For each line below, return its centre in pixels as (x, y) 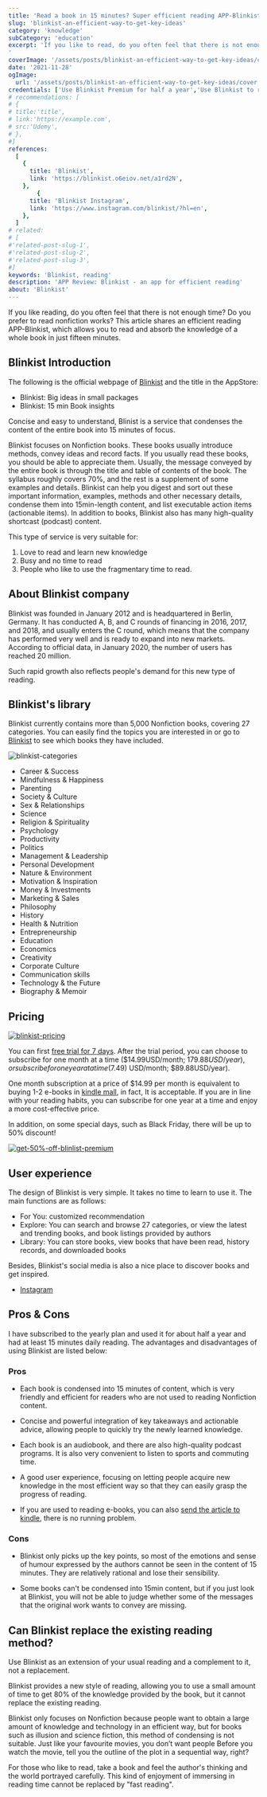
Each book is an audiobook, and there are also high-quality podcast (130, 1445)
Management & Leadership (64, 856)
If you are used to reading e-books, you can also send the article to (130, 1509)
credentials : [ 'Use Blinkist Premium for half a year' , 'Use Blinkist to (131, 90)
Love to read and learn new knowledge (83, 552)
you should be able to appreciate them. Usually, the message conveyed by (130, 462)
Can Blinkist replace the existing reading (110, 1630)
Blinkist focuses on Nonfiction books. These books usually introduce (120, 445)
